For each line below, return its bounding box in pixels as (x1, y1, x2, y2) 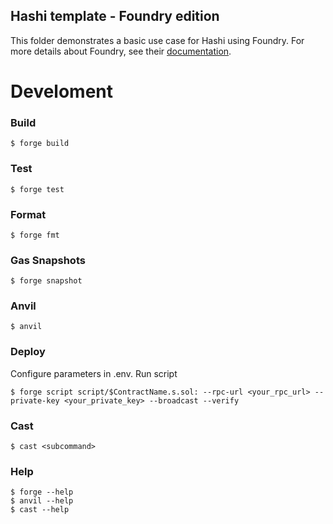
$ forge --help (10, 487, 74, 498)
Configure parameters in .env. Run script (10, 367, 178, 379)
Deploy (10, 345, 46, 359)
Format (10, 207, 47, 221)
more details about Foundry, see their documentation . (10, 45, 232, 57)
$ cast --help (10, 505, 70, 515)
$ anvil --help (10, 496, 74, 506)
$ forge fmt (10, 230, 60, 240)
